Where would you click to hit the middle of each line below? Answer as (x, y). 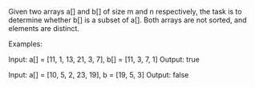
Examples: (25, 44)
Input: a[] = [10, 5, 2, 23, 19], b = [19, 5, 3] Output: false (99, 75)
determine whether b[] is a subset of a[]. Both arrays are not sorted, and (127, 20)
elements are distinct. (44, 28)
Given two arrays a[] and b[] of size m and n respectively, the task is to (125, 12)
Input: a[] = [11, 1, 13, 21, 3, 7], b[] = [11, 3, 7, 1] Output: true (104, 59)
